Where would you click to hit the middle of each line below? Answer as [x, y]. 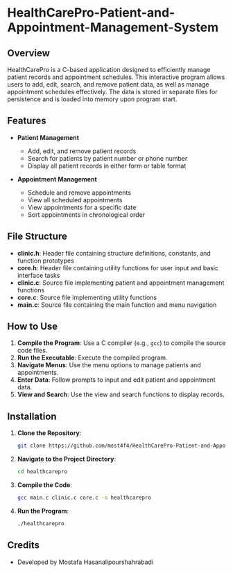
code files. [32, 351]
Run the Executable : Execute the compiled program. [92, 358]
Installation [32, 416]
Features [27, 121]
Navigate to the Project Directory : [67, 459]
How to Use [33, 327]
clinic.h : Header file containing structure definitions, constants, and [114, 253]
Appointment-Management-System [113, 27]
